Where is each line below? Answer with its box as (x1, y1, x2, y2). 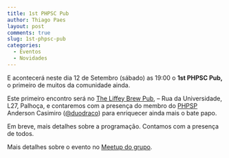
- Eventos (13, 49, 41, 56)
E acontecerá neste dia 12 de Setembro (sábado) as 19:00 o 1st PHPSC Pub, (7, 74, 223, 82)
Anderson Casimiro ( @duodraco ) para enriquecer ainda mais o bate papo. (7, 109, 217, 117)
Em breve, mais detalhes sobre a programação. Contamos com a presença (7, 122, 219, 131)
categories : (7, 42, 41, 49)
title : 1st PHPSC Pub (7, 10, 69, 17)
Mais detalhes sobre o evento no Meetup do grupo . (7, 142, 153, 151)
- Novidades (13, 55, 48, 62)
